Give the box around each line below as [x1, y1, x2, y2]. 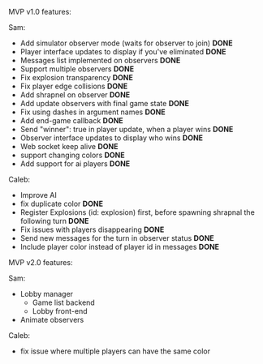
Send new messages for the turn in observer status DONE [19, 233, 215, 242]
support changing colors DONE [19, 150, 126, 160]
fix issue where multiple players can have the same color [19, 346, 211, 356]
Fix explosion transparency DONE [19, 73, 134, 82]
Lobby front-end [32, 306, 88, 315]
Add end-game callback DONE [19, 116, 123, 125]
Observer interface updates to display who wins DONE [19, 133, 204, 143]
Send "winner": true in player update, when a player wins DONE [19, 125, 234, 134]
